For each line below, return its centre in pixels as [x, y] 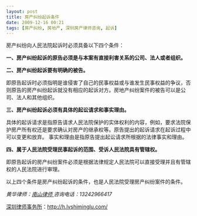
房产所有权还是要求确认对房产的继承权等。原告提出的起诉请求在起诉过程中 [101, 130]
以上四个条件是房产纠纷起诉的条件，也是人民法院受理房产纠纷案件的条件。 [96, 182]
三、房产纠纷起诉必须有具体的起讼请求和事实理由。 [68, 110]
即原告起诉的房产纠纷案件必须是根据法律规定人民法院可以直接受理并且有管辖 [98, 162]
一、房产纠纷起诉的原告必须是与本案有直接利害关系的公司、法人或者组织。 [96, 58]
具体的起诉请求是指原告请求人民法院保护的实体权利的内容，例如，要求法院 [96, 122]
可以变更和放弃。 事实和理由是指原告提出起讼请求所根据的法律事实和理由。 [97, 137]
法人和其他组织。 [37, 97]
